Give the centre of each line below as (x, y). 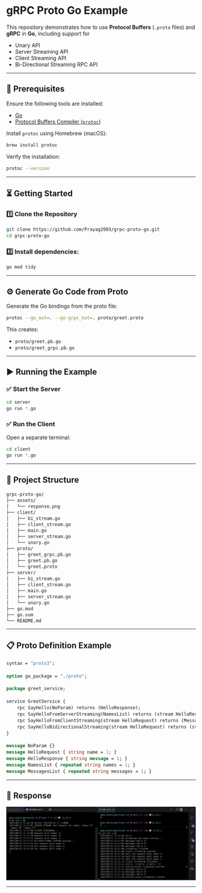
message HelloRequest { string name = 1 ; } (62, 752)
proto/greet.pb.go (38, 341)
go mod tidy (21, 267)
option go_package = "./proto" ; (47, 676)
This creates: (23, 329)
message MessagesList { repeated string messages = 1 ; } (79, 771)
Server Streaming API (41, 51)
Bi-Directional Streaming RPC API (56, 64)
